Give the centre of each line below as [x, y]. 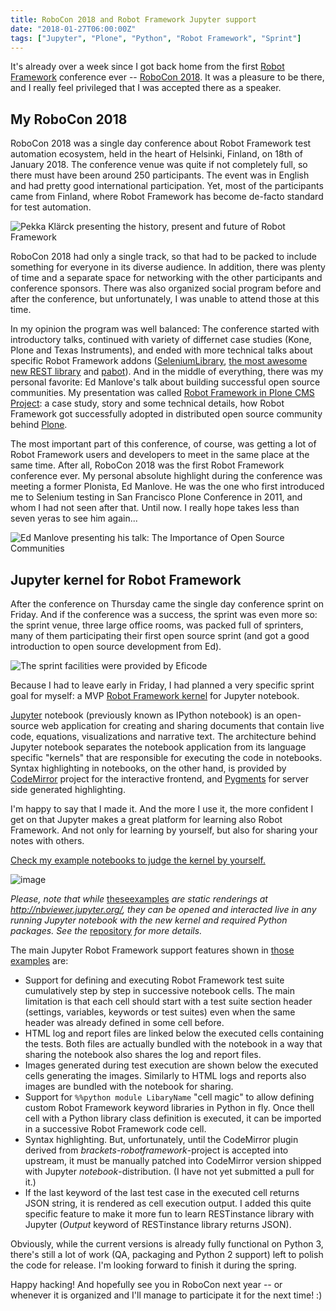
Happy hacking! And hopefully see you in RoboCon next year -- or [146, 1284]
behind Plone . [39, 425]
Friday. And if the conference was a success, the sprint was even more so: [164, 614]
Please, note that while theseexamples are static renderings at [139, 899]
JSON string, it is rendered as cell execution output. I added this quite [168, 1203]
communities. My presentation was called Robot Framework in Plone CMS [162, 393]
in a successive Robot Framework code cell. [115, 1129]
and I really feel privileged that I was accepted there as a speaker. [146, 88]
